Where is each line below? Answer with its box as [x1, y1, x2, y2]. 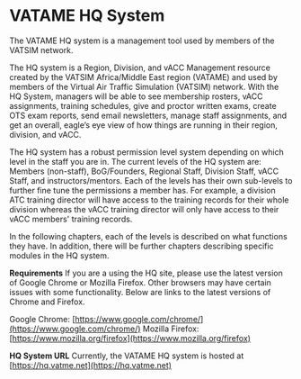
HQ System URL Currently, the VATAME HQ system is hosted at [9, 350, 244, 361]
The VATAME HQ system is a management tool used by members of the [9, 35, 275, 46]
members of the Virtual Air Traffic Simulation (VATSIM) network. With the [9, 81, 279, 92]
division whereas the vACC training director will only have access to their [9, 203, 279, 214]
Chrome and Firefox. [9, 296, 85, 307]
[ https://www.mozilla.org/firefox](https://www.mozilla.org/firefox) [9, 332, 252, 343]
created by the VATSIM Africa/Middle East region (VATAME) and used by [9, 71, 279, 82]
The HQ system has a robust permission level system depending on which [9, 146, 285, 158]
